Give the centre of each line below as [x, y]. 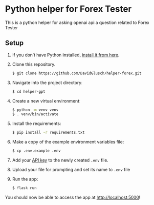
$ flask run [24, 188]
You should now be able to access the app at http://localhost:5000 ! [73, 197]
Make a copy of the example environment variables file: [68, 142]
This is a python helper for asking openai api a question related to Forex [77, 22]
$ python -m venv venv [35, 110]
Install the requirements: [36, 123]
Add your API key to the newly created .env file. [60, 160]
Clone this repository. [34, 64]
